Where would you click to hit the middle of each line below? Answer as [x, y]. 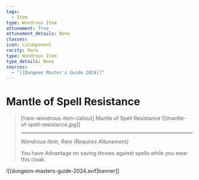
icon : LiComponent [29, 45]
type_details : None [30, 61]
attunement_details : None [38, 34]
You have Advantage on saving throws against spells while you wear [104, 153]
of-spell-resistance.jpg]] [50, 125]
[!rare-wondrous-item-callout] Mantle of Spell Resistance [91, 118]
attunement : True [28, 28]
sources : [17, 67]
